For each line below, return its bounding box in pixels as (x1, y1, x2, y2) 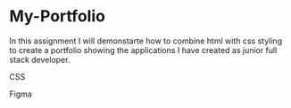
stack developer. (9, 54, 71, 65)
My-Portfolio (9, 6, 105, 27)
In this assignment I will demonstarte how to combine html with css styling (9, 35, 283, 46)
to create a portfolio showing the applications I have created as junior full (9, 44, 278, 55)
